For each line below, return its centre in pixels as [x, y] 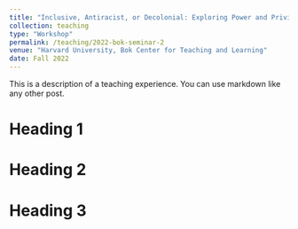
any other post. [37, 93]
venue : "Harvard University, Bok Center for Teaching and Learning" [138, 51]
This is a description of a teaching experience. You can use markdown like [145, 84]
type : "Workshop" [41, 34]
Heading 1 [47, 129]
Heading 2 [48, 170]
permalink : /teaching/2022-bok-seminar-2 [87, 42]
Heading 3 [48, 210]
